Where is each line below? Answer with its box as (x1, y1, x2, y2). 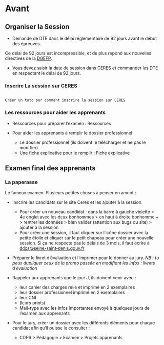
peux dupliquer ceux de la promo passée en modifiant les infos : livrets (12, 260, 155, 266)
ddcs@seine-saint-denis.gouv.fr (19, 245, 84, 251)
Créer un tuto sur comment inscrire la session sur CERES (5, 98, 125, 103)
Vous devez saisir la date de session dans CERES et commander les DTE (12, 65, 158, 71)
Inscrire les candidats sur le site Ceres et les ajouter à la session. (12, 199, 143, 205)
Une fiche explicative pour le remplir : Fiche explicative (19, 150, 130, 156)
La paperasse (5, 179, 38, 186)
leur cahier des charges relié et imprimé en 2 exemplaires (19, 284, 135, 290)
